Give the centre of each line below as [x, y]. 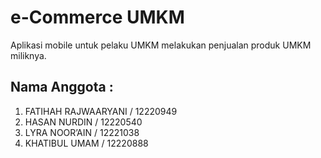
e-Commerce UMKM [97, 17]
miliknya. [28, 55]
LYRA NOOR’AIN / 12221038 [82, 132]
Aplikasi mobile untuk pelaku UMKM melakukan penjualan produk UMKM [161, 45]
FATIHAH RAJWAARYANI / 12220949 [101, 111]
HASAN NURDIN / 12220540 [83, 122]
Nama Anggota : [62, 87]
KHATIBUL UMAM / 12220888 [86, 143]
